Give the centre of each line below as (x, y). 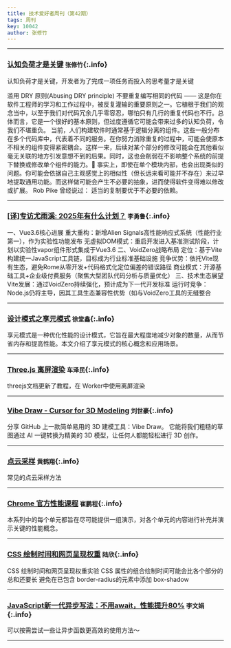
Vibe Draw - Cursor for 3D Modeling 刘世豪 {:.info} (90, 410)
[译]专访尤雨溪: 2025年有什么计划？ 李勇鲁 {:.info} (89, 216)
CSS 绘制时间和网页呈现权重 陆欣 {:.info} (73, 554)
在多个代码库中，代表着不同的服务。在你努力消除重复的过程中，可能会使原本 (115, 138)
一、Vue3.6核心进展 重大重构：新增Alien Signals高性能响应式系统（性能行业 (114, 232)
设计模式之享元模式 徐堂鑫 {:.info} (61, 319)
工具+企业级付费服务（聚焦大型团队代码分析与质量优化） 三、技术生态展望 (118, 275)
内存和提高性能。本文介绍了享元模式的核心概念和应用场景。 (97, 344)
